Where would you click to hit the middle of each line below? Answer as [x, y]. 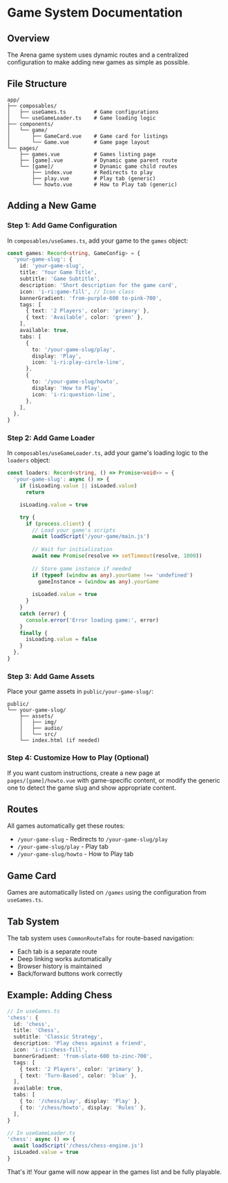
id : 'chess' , [32, 1024]
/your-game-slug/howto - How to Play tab [75, 854]
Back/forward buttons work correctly [70, 974]
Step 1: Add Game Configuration [62, 225]
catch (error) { [43, 613]
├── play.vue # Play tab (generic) [94, 178]
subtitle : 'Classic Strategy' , [58, 1037]
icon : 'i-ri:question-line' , [74, 394]
